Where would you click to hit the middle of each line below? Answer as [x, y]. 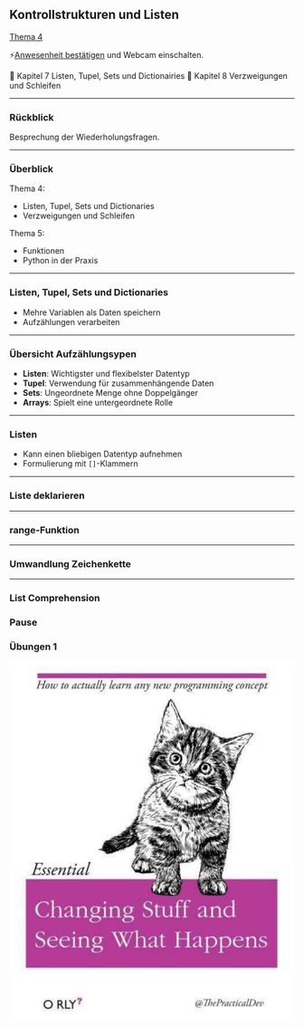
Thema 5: [27, 234]
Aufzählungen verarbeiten [71, 321]
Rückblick [32, 117]
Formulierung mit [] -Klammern [80, 464]
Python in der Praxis [60, 261]
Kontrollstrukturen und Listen [94, 15]
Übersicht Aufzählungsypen [73, 354]
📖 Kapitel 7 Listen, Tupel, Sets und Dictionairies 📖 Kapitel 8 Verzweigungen [148, 75]
